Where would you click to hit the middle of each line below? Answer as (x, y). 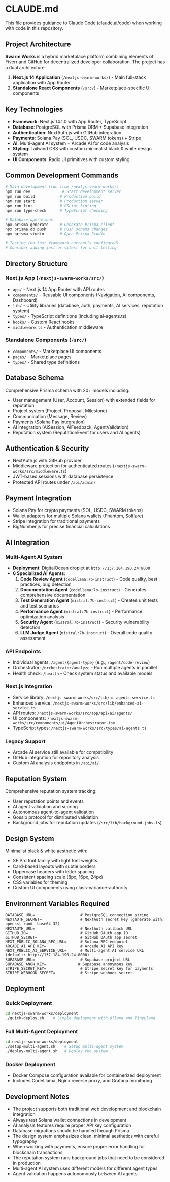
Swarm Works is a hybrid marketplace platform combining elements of (79, 56)
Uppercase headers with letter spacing (53, 871)
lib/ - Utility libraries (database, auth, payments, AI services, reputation (88, 305)
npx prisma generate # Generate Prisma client (60, 225)
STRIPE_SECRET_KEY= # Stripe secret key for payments (79, 969)
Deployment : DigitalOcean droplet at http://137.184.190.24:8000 (81, 568)
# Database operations (29, 220)
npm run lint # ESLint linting (51, 206)
